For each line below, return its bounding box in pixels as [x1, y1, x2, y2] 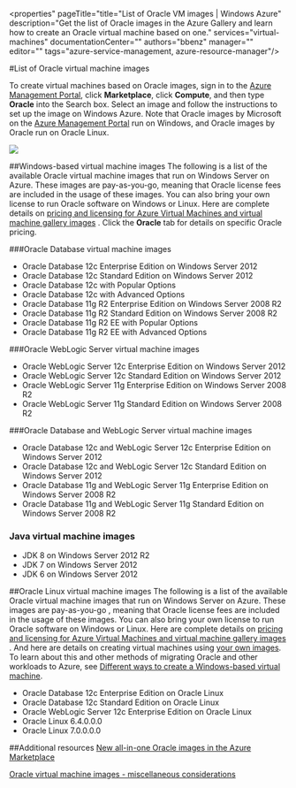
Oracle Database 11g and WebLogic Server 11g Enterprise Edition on [21, 480, 269, 490]
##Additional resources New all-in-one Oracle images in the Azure [9, 743, 252, 754]
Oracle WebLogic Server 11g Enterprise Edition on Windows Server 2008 [21, 380, 287, 390]
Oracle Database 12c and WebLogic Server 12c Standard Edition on [21, 461, 267, 471]
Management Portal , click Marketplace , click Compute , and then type [9, 89, 265, 100]
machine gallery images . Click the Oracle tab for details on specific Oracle [9, 218, 283, 227]
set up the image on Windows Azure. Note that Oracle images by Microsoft [9, 109, 282, 119]
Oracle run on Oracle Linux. [9, 127, 110, 137]
